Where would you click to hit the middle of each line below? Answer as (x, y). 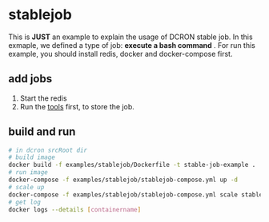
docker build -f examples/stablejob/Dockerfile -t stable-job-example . (132, 165)
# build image (32, 157)
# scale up (26, 187)
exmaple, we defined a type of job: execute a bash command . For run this (132, 45)
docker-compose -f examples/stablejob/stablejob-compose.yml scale (123, 194)
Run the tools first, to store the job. (77, 106)
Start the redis (43, 98)
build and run (42, 132)
